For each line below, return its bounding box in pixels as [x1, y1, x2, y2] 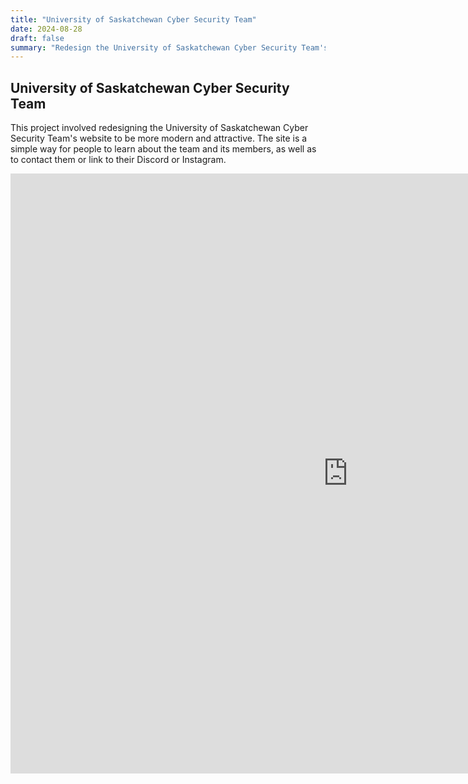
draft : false [10, 33, 65, 43]
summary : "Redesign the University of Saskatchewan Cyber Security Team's [10, 42, 329, 53]
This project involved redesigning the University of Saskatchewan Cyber [10, 122, 309, 134]
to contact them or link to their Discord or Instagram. [10, 154, 227, 166]
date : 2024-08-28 [10, 24, 83, 34]
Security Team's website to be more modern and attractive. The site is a [10, 132, 308, 145]
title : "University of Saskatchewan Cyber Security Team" [10, 14, 257, 25]
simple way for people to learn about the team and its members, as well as [10, 143, 317, 155]
